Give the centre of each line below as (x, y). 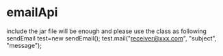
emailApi (32, 12)
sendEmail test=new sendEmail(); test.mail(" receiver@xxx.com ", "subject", (112, 38)
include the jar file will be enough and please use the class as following (106, 31)
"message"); (24, 45)
